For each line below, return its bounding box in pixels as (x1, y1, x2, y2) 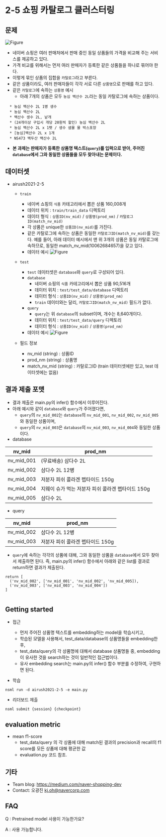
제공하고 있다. (21, 56, 49, 62)
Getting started (5, 605, 54, 614)
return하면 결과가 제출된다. (12, 564, 65, 570)
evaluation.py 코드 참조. (19, 752, 67, 758)
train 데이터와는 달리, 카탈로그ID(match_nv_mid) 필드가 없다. (34, 299, 152, 305)
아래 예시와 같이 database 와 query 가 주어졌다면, (12, 405, 105, 411)
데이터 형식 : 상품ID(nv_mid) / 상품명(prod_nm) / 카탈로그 (27, 213, 133, 219)
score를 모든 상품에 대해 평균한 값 (19, 745, 86, 752)
